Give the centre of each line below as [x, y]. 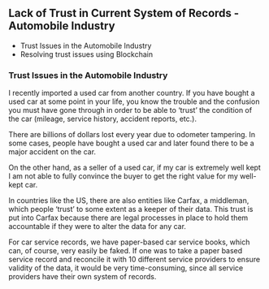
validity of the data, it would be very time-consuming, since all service [126, 268]
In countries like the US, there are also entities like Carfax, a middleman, [129, 201]
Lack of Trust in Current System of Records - [124, 13]
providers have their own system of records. [82, 277]
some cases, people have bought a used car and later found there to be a [131, 143]
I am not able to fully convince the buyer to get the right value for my [123, 176]
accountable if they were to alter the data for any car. [98, 226]
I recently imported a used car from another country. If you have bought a [132, 93]
